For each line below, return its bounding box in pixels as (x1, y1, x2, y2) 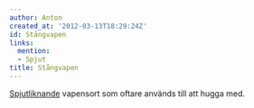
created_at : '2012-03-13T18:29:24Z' (9, 22, 147, 31)
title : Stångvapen (9, 64, 79, 73)
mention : (17, 47, 51, 56)
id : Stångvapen (9, 30, 67, 39)
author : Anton (9, 13, 63, 22)
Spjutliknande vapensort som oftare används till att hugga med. (9, 87, 246, 99)
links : (9, 38, 34, 48)
